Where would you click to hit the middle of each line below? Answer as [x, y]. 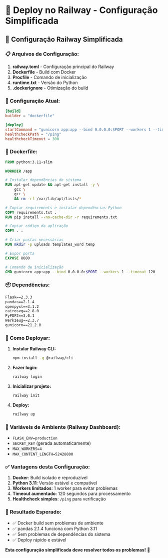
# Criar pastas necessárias [34, 240]
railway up [24, 414]
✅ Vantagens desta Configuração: [47, 466]
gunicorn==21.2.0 [23, 325]
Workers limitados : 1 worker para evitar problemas [65, 488]
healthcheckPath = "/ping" [33, 134]
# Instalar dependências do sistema [43, 180]
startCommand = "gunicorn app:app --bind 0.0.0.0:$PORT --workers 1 [78, 130]
